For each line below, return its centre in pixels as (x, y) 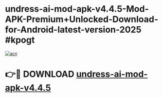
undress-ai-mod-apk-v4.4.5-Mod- (77, 9)
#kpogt (20, 40)
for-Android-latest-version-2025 (73, 30)
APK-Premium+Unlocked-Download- (82, 19)
